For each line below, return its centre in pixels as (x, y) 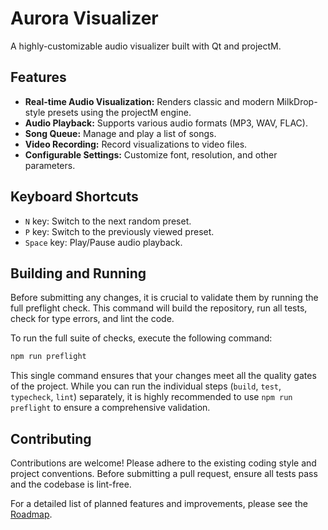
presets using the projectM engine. (119, 112)
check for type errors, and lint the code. (92, 319)
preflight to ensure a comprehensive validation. (110, 408)
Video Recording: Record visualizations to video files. (136, 144)
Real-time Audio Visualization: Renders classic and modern (149, 101)
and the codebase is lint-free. (71, 484)
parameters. (50, 165)
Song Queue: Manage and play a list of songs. (120, 133)
